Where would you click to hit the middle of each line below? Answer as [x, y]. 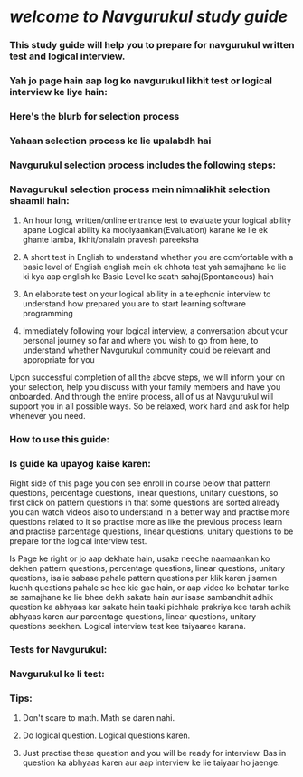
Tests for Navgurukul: [58, 650]
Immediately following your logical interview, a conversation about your [155, 331]
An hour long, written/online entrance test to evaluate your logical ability [157, 220]
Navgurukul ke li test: [57, 675]
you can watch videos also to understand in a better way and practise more [150, 512]
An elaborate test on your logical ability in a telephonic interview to [147, 294]
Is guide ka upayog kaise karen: [80, 463]
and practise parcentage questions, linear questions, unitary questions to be [151, 531]
